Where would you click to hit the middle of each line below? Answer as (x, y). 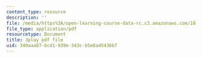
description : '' (27, 18)
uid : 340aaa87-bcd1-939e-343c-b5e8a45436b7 (62, 46)
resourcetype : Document (36, 34)
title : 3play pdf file (35, 40)
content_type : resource (36, 12)
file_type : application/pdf (42, 29)
